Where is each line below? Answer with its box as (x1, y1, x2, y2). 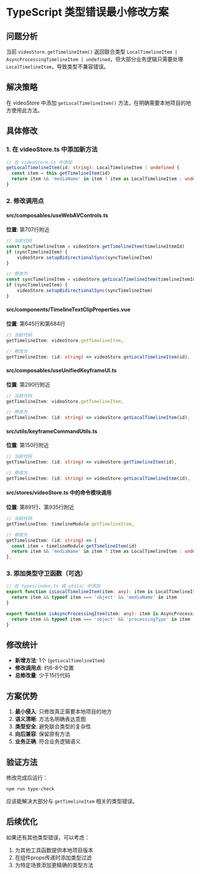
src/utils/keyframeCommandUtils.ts (6, 427, 98, 435)
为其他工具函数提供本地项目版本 (14, 847, 93, 854)
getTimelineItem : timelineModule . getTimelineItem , (6, 521, 135, 527)
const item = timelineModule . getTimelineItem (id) (11, 543, 137, 549)
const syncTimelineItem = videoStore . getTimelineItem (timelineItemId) (6, 243, 185, 249)
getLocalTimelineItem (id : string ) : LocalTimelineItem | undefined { (6, 165, 180, 171)
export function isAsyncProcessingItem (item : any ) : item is (6, 610, 159, 616)
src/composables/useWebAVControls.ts (6, 212, 108, 219)
